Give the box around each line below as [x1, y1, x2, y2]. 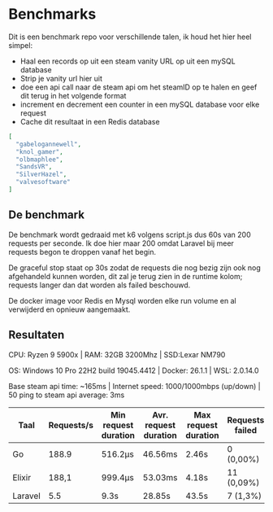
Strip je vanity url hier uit [19, 73, 103, 83]
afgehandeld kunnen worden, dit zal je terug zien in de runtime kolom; [8, 271, 243, 281]
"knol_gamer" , [15, 147, 63, 155]
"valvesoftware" [15, 178, 71, 186]
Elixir [12, 471, 31, 483]
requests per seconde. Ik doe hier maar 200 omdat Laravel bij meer [8, 238, 234, 248]
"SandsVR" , [15, 163, 53, 171]
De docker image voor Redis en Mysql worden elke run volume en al [8, 295, 237, 305]
